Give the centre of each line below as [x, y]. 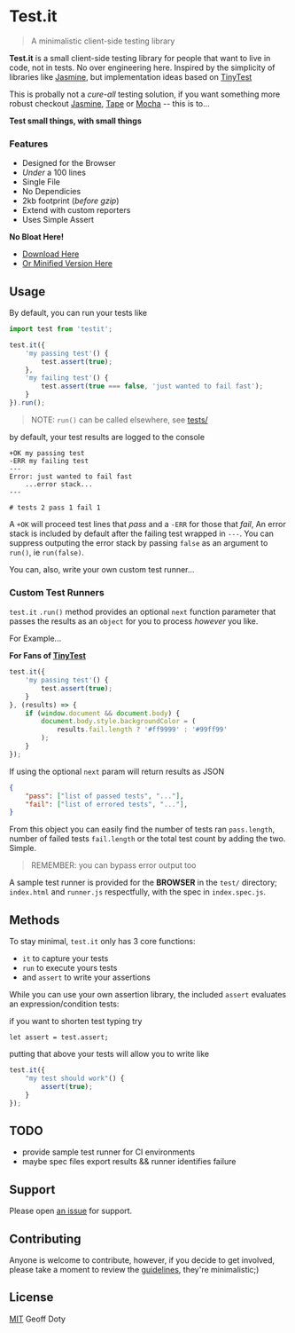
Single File [41, 182]
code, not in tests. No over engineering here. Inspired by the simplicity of [143, 67]
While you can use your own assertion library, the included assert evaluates [147, 995]
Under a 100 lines [54, 173]
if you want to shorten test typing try [76, 1021]
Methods [35, 920]
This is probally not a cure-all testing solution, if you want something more [145, 94]
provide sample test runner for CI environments [109, 1152]
